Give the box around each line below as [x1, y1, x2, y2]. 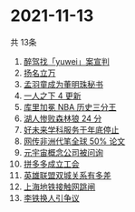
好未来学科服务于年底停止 [23, 124, 120, 135]
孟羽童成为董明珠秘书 [23, 78, 103, 89]
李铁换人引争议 [23, 192, 80, 203]
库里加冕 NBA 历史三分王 [23, 101, 117, 112]
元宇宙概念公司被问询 [23, 146, 103, 157]
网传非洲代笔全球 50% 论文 [23, 136, 126, 146]
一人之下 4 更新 [23, 90, 82, 101]
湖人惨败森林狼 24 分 [23, 113, 102, 124]
